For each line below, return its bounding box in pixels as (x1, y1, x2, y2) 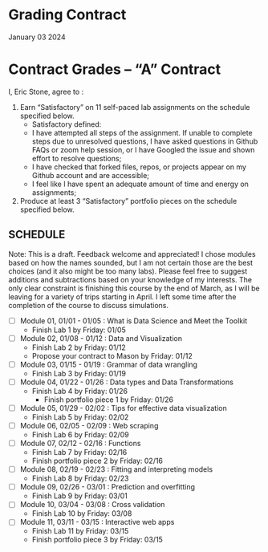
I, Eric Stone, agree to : (8, 87, 84, 96)
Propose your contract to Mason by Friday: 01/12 (31, 351, 193, 360)
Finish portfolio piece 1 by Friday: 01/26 (43, 395, 174, 404)
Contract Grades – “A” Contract (8, 60, 221, 79)
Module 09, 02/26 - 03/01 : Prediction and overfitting (19, 482, 195, 492)
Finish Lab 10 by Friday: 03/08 (31, 509, 132, 518)
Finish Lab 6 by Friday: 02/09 (31, 430, 130, 440)
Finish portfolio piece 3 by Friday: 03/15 (31, 535, 163, 545)
